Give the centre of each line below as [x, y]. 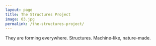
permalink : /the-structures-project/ [45, 24]
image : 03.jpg [20, 19]
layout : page [19, 10]
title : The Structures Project [38, 14]
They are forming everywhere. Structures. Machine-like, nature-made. [78, 38]
